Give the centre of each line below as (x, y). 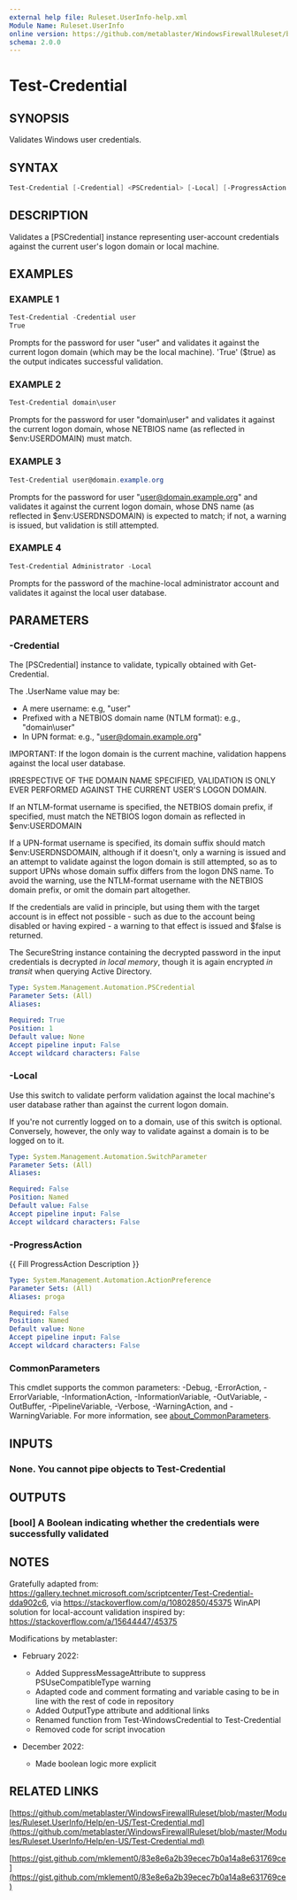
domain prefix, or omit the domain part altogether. (100, 890)
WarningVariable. (41, 1416)
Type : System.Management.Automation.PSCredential (103, 988)
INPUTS (31, 1444)
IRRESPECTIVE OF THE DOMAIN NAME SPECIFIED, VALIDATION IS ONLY (143, 781)
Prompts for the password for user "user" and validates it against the (134, 343)
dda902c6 (28, 1603)
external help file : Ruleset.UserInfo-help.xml (99, 17)
